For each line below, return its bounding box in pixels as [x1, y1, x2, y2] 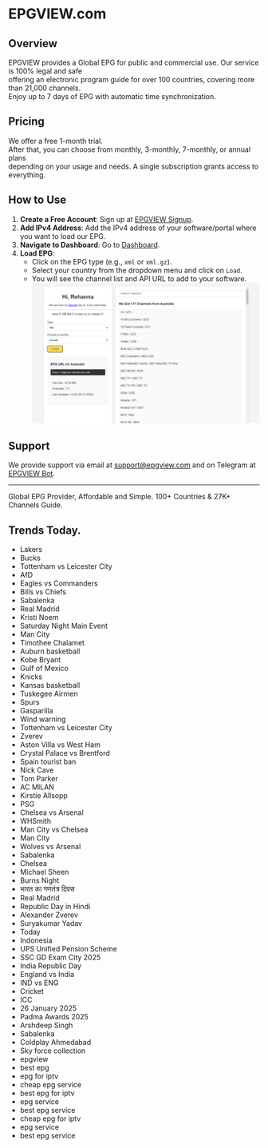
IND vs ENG [19, 978, 59, 987]
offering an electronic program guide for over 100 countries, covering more [8, 75, 255, 84]
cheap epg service [19, 1079, 82, 1089]
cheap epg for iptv [19, 1114, 81, 1123]
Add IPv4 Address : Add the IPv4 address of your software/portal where [19, 223, 257, 232]
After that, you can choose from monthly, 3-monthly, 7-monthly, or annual [8, 145, 251, 154]
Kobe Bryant [19, 654, 61, 664]
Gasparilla [19, 705, 53, 715]
